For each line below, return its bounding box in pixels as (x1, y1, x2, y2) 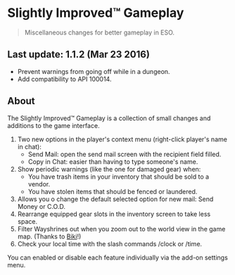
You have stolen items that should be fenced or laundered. (27, 187, 198, 196)
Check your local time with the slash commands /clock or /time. (17, 239, 203, 248)
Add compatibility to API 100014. (17, 75, 112, 83)
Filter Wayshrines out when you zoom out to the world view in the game (17, 224, 226, 233)
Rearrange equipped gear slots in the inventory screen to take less (17, 210, 211, 218)
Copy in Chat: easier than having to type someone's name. (27, 157, 198, 166)
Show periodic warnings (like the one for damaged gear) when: (17, 165, 201, 173)
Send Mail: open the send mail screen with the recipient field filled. (27, 150, 222, 158)
